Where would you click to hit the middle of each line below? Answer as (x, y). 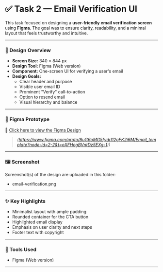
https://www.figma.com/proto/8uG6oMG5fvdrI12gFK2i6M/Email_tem (88, 139)
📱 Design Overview (28, 50)
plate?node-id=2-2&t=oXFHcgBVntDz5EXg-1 (62, 145)
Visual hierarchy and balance (48, 102)
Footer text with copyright (38, 233)
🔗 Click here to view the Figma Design (43, 130)
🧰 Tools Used (21, 250)
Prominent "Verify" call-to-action (52, 92)
